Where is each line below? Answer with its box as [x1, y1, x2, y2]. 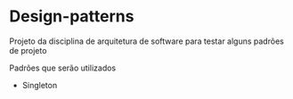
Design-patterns [9, 6, 134, 27]
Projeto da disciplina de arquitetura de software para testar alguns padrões [9, 36, 285, 46]
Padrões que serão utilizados [9, 62, 117, 73]
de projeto [9, 45, 47, 55]
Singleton [21, 79, 58, 90]
